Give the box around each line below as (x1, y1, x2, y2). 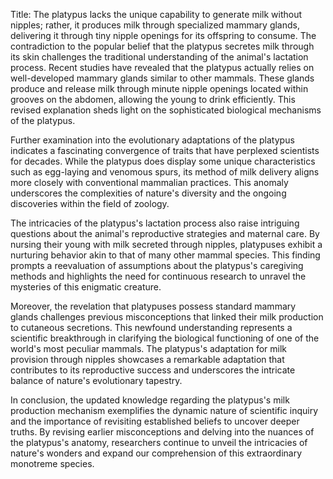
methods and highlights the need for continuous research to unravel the (10, 270, 307, 282)
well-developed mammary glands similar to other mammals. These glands (10, 72, 315, 84)
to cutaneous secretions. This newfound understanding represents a (10, 322, 293, 333)
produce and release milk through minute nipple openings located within (10, 83, 309, 94)
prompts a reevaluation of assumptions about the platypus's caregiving (10, 260, 304, 271)
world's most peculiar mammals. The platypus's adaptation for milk (10, 343, 288, 354)
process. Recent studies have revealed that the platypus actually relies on (10, 62, 315, 73)
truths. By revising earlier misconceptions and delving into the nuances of (10, 426, 315, 438)
